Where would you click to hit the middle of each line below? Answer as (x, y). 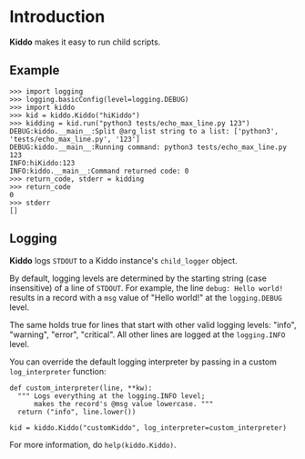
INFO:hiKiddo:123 (42, 163)
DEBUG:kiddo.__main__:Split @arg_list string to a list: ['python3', (144, 131)
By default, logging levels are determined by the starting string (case (138, 278)
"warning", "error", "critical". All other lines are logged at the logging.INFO (147, 334)
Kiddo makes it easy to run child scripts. (85, 42)
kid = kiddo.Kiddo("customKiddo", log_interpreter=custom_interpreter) (148, 428)
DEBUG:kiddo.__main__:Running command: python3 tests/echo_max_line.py (148, 147)
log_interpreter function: (58, 371)
